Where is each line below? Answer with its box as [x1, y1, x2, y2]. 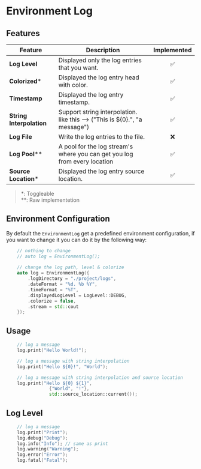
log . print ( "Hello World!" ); [17, 347, 87, 353]
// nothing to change [17, 247, 71, 253]
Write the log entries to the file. [58, 133, 145, 141]
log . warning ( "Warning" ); [17, 446, 79, 452]
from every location [58, 157, 114, 166]
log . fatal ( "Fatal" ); [17, 458, 68, 464]
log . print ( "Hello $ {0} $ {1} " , [17, 380, 93, 386]
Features [6, 28, 40, 38]
